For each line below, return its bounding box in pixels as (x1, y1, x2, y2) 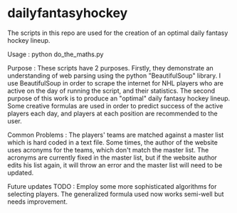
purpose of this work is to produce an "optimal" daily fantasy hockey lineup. (7, 94, 231, 103)
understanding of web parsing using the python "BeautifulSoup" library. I (7, 71, 221, 80)
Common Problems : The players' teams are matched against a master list (7, 130, 224, 139)
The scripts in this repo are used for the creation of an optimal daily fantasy (7, 28, 228, 37)
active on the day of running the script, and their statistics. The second (7, 86, 216, 95)
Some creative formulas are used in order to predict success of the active (7, 101, 223, 110)
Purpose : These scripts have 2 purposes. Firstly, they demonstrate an (7, 63, 214, 72)
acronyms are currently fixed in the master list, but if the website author (7, 153, 217, 162)
